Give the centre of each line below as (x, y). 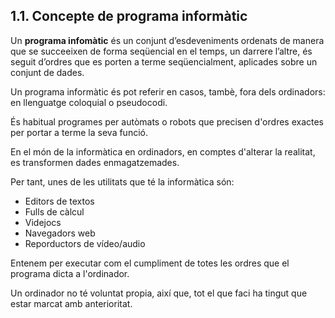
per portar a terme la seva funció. (79, 132)
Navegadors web (60, 233)
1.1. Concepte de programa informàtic (129, 16)
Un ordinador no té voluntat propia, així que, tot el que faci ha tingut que (159, 293)
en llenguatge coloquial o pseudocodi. (89, 102)
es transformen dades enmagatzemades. (95, 162)
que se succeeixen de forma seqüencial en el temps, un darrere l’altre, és (161, 51)
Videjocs (43, 222)
